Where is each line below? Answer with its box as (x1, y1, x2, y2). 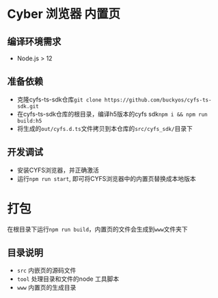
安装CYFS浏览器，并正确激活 (16, 166, 99, 174)
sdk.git (16, 103, 39, 110)
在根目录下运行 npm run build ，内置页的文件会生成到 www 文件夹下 (7, 225, 188, 233)
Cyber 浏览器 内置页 (7, 6, 121, 22)
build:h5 (16, 117, 42, 124)
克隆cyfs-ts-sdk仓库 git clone (16, 95, 102, 103)
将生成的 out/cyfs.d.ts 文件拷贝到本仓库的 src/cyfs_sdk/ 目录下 (16, 124, 193, 132)
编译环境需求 (7, 36, 62, 47)
